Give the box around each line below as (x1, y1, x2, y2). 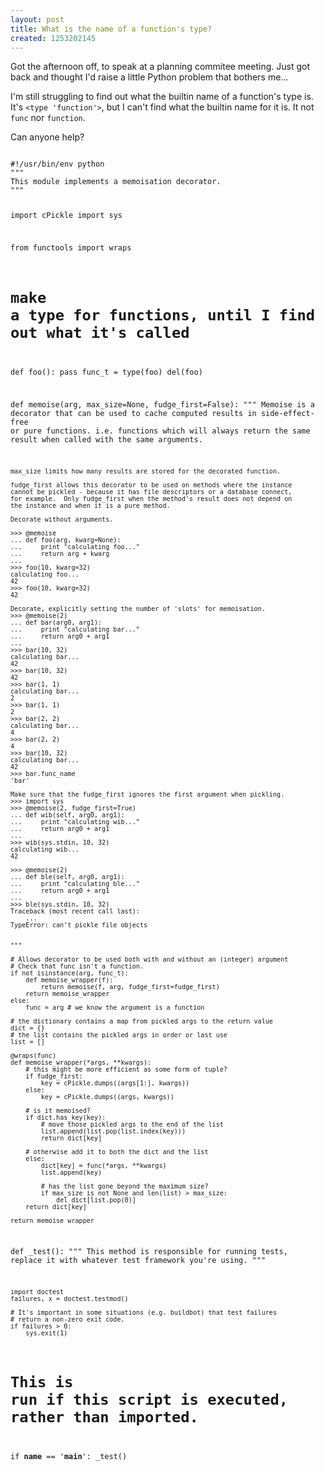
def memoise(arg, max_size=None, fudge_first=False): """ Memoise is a (10, 399, 315, 410)
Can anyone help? (10, 131, 85, 143)
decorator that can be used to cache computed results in (10, 408, 257, 418)
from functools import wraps (10, 243, 132, 253)
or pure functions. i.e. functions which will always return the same (10, 426, 311, 436)
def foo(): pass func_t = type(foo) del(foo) (10, 367, 203, 378)
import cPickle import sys (10, 211, 123, 221)
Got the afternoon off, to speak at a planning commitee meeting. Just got (10, 61, 311, 73)
